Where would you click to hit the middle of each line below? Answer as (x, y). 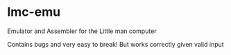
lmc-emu (34, 12)
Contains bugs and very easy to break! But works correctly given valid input (115, 44)
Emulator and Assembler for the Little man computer (82, 31)
